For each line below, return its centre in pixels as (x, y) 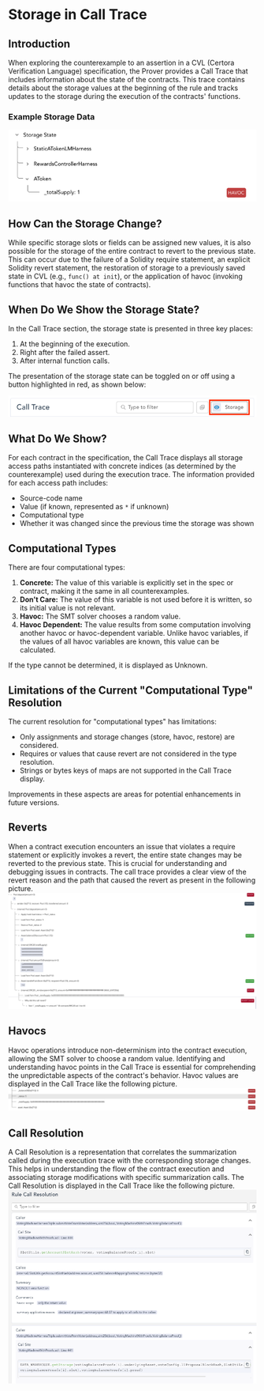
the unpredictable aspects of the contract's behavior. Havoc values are (123, 1075)
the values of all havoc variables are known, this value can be (119, 641)
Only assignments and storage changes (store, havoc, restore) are (127, 736)
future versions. (34, 802)
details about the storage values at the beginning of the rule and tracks (123, 88)
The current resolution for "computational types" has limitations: (112, 721)
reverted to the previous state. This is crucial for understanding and (117, 863)
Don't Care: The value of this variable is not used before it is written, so (136, 599)
